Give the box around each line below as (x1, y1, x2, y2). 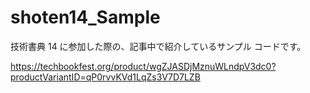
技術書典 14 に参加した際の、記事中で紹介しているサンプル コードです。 (10, 40, 307, 52)
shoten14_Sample (10, 6, 161, 29)
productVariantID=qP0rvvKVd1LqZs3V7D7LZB (10, 71, 201, 83)
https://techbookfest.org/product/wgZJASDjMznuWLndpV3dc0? (10, 60, 277, 72)
